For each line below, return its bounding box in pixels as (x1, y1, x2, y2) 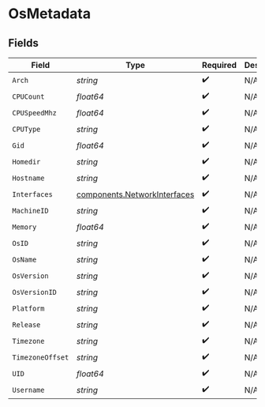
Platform (12, 303, 45, 313)
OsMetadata (8, 5, 91, 23)
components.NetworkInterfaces (76, 189, 195, 200)
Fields (8, 36, 39, 50)
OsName (12, 254, 37, 264)
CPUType (12, 124, 41, 134)
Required (202, 60, 237, 70)
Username (12, 385, 45, 394)
